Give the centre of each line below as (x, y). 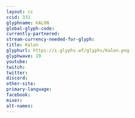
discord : (17, 78)
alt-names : (20, 106)
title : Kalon (22, 45)
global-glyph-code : (30, 28)
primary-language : (29, 89)
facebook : (19, 95)
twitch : (16, 67)
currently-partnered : (33, 34)
